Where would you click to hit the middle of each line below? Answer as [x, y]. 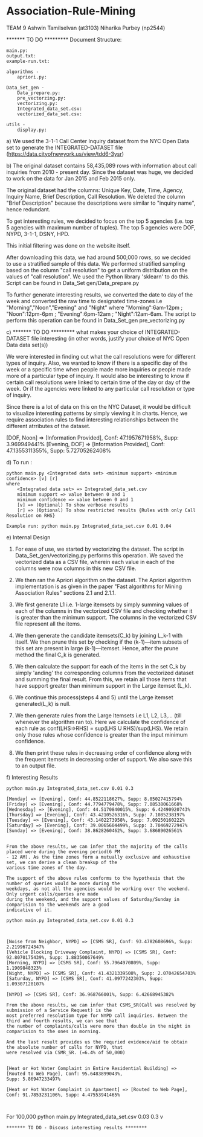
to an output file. [35, 766]
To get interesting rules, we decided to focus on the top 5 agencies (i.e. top [100, 221]
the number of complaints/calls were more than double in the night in [98, 1026]
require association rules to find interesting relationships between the [92, 419]
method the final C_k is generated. [58, 655]
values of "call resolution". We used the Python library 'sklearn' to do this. [98, 277]
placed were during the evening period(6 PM [63, 852]
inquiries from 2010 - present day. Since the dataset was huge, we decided [100, 172]
